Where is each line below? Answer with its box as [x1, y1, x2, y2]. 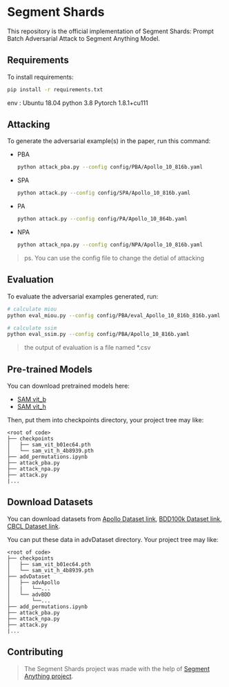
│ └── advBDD [7, 591, 51, 598]
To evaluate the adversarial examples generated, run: [7, 292, 159, 301]
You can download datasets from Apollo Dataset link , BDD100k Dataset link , [7, 514, 222, 523]
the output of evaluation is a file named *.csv [23, 343, 151, 352]
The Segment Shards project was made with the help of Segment [23, 664, 210, 672]
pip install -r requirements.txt [7, 86, 103, 93]
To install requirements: [7, 73, 74, 81]
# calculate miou [7, 305, 57, 312]
